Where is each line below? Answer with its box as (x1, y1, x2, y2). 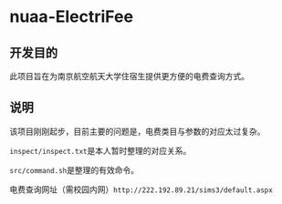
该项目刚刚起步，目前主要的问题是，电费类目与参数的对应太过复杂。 (9, 126, 266, 137)
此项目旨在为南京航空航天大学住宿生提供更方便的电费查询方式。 (9, 71, 249, 81)
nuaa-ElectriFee (9, 6, 134, 27)
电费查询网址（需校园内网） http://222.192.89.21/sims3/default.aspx (9, 184, 274, 195)
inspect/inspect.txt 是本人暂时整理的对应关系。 (9, 145, 192, 156)
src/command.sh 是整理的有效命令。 (9, 164, 140, 175)
